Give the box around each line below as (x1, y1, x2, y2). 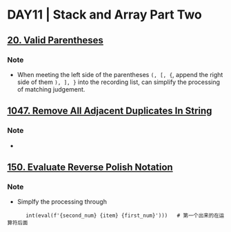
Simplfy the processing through (17, 198, 107, 206)
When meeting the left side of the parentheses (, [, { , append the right (17, 70, 223, 78)
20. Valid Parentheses (7, 34, 103, 46)
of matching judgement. (17, 85, 86, 93)
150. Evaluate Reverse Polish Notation (7, 161, 174, 173)
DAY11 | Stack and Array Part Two (7, 7, 202, 23)
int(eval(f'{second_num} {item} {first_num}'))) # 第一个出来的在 (25, 212, 219, 220)
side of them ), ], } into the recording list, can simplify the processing (17, 78, 221, 86)
